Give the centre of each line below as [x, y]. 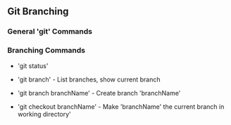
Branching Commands [46, 51]
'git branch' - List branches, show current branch [89, 79]
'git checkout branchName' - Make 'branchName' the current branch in [121, 106]
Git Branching [38, 12]
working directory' [44, 114]
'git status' [33, 65]
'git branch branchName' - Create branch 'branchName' [99, 93]
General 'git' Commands [50, 32]
